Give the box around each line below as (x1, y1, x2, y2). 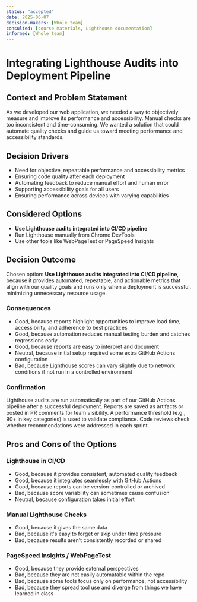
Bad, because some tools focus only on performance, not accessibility (14, 578, 188, 585)
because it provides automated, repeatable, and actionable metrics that (6, 277, 181, 284)
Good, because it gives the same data (14, 524, 108, 531)
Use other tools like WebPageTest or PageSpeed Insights (14, 237, 154, 244)
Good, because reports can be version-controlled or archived (14, 483, 165, 490)
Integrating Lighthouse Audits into (6, 56, 179, 70)
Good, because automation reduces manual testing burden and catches (14, 330, 190, 338)
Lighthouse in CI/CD (6, 457, 65, 465)
